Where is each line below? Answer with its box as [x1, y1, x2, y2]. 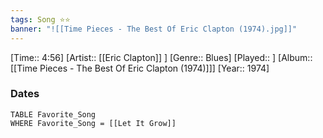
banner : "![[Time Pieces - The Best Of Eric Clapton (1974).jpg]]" [10, 24, 298, 34]
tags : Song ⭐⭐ [10, 14, 71, 25]
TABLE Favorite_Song [10, 109, 97, 120]
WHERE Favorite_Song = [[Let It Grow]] [10, 118, 177, 128]
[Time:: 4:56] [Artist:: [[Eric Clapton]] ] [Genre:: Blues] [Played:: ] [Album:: [10, 51, 313, 63]
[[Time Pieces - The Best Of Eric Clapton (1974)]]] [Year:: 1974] [10, 62, 270, 74]
